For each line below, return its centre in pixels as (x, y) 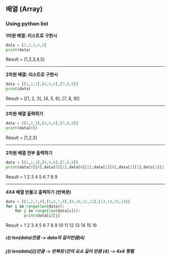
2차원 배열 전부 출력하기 (29, 153)
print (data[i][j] (42, 216)
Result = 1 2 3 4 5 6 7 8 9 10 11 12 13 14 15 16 (51, 225)
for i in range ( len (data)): (35, 206)
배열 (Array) (24, 9)
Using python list (27, 24)
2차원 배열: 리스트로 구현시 (32, 74)
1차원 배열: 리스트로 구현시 (32, 35)
